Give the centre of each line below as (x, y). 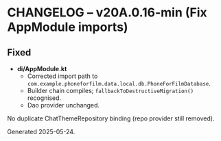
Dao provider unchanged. (63, 105)
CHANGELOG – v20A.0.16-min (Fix (107, 13)
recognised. (44, 98)
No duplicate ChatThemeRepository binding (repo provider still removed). (111, 118)
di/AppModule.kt (42, 69)
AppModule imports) (68, 27)
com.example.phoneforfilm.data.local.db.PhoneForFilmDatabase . (119, 83)
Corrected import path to (62, 76)
